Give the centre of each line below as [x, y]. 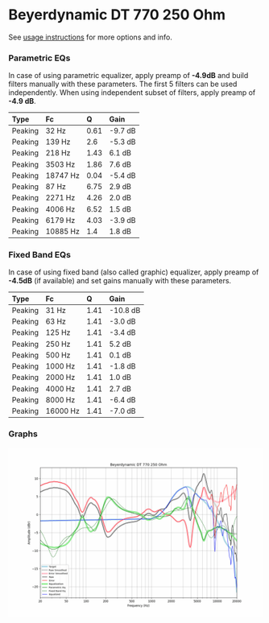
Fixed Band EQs [39, 254]
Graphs [23, 434]
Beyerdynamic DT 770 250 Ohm [117, 15]
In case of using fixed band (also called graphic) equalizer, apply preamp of [134, 272]
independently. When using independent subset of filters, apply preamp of [132, 93]
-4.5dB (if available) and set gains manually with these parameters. [120, 281]
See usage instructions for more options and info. [91, 37]
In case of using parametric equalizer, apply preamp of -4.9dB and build [128, 76]
